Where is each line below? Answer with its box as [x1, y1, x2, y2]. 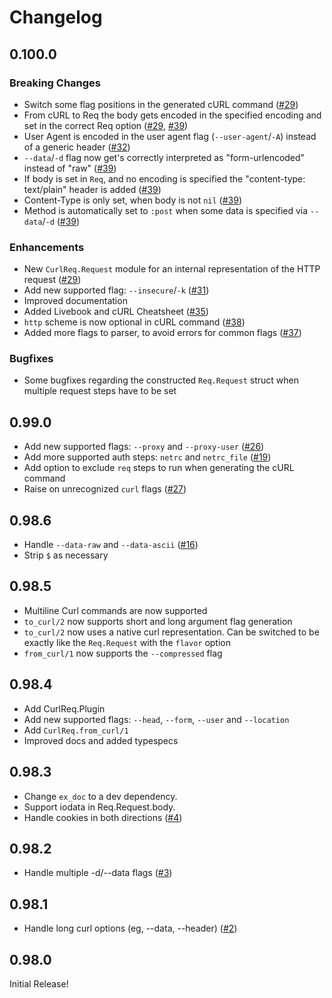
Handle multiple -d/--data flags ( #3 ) [23, 867, 173, 879]
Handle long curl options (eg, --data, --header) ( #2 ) [23, 922, 238, 935]
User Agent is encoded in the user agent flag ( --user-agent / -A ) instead [23, 130, 317, 142]
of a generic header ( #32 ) [23, 141, 131, 153]
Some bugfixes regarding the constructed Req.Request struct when [23, 374, 299, 386]
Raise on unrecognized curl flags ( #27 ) [23, 483, 187, 495]
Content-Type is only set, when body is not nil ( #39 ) [23, 194, 242, 206]
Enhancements [9, 240, 85, 254]
